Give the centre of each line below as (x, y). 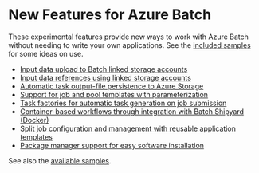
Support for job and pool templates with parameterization (114, 94)
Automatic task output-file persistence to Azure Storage (112, 86)
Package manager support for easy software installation (112, 145)
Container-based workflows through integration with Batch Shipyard (132, 111)
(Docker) (34, 120)
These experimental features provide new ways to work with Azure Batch (129, 37)
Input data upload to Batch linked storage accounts (104, 69)
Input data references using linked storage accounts (105, 77)
